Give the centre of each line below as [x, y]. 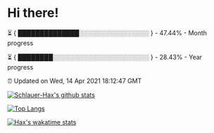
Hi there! [33, 13]
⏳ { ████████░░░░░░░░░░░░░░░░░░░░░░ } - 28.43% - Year [105, 57]
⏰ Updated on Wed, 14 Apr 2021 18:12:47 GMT [75, 81]
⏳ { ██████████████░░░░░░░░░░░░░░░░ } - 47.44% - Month [107, 32]
